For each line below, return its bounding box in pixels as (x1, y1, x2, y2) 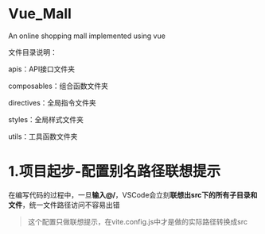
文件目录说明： (8, 47, 57, 56)
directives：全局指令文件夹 (8, 98, 97, 107)
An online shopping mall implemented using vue (8, 31, 166, 40)
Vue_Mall (8, 5, 72, 23)
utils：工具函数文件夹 (8, 132, 78, 141)
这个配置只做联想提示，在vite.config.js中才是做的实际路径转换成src (27, 217, 248, 226)
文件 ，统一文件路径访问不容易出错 (8, 200, 120, 209)
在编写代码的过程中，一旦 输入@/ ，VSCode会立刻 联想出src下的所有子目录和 (8, 190, 258, 199)
